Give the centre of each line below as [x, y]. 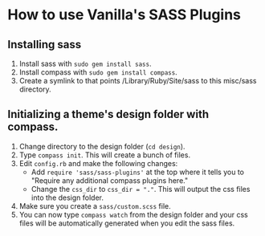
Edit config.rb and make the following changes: [98, 163]
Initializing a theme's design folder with [108, 114]
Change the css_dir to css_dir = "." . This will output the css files [141, 189]
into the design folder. [67, 197]
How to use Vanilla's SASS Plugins [124, 15]
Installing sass [45, 45]
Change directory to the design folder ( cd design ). [102, 146]
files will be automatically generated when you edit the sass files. [127, 223]
